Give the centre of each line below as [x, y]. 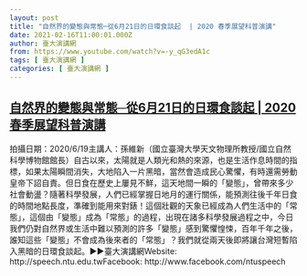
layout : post [34, 18]
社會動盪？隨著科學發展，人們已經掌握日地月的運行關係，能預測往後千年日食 [153, 194]
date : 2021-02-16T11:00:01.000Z [71, 35]
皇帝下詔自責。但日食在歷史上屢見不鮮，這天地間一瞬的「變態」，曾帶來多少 [152, 182]
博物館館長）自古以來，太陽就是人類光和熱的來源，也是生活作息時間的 [157, 159]
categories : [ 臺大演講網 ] [59, 69]
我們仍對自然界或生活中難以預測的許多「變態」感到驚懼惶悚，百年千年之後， [153, 228]
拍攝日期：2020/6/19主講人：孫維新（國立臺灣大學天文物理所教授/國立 [143, 148]
